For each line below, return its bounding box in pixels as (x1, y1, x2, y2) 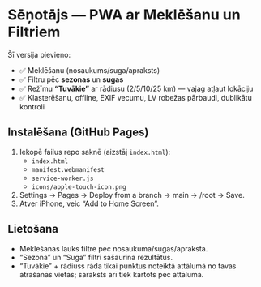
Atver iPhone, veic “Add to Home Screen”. (19, 199, 160, 208)
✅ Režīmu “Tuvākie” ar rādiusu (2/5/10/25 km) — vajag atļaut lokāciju (19, 84, 254, 93)
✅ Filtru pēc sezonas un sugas (19, 75, 124, 84)
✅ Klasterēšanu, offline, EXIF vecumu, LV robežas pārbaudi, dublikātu (19, 92, 252, 102)
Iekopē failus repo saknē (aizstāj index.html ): (19, 147, 171, 156)
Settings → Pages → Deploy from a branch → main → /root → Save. (19, 190, 245, 199)
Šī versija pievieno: (7, 49, 71, 59)
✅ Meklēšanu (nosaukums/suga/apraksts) (19, 65, 160, 75)
